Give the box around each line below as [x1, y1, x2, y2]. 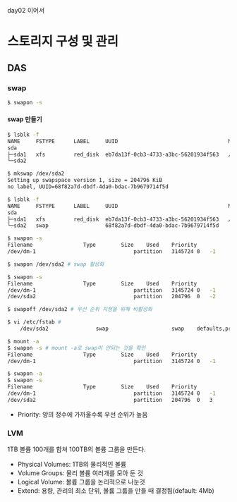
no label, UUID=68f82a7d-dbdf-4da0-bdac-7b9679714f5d [7, 183, 169, 190]
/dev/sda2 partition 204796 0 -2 [7, 293, 217, 300]
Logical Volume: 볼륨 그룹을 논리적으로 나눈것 [17, 478, 146, 486]
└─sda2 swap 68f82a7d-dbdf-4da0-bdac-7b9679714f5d [7, 222, 219, 229]
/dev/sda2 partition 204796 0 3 [7, 396, 213, 403]
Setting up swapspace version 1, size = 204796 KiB [7, 177, 162, 184]
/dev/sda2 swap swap [20, 325, 185, 333]
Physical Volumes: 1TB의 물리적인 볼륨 [17, 460, 127, 469]
